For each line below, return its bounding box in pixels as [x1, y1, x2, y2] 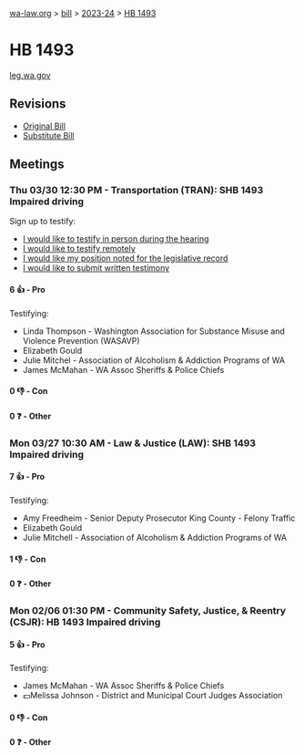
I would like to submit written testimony [22, 263, 170, 274]
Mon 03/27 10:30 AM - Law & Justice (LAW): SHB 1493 [9, 437, 257, 450]
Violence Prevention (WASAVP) [22, 335, 140, 346]
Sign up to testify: [9, 216, 76, 227]
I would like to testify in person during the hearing [22, 233, 209, 244]
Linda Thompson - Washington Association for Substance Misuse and [22, 326, 285, 336]
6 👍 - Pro [9, 284, 46, 295]
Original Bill [22, 120, 66, 131]
